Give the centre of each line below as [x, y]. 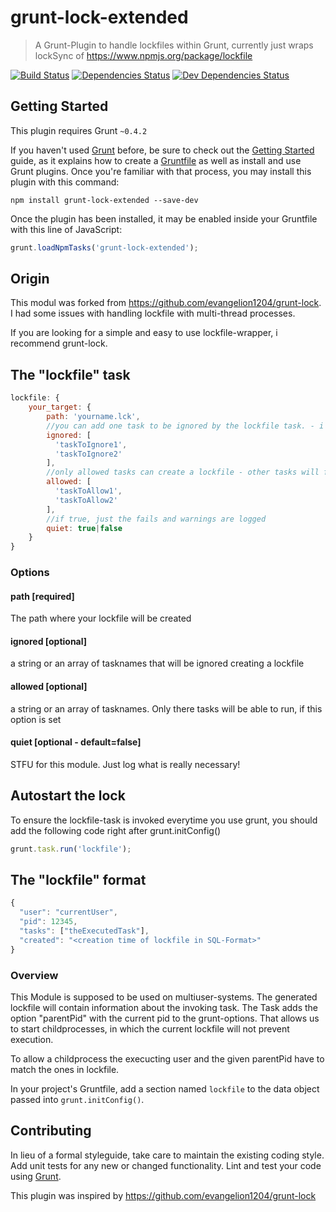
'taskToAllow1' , [88, 491]
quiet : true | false [84, 528]
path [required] [42, 596]
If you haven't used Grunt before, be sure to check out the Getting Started [162, 150]
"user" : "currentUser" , [68, 912]
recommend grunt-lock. [59, 343]
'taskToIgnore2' [88, 454]
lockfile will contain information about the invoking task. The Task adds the [164, 1007]
